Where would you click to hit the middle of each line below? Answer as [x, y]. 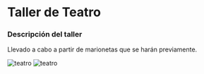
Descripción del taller [45, 35]
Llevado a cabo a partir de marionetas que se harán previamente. [102, 49]
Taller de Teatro [54, 12]
